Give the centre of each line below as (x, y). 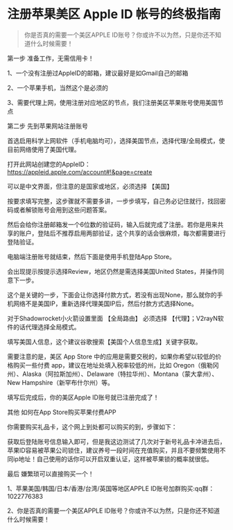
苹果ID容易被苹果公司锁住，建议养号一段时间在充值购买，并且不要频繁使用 (113, 450)
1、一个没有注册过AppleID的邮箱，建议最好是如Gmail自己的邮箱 (98, 73)
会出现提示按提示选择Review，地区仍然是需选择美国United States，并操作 (113, 271)
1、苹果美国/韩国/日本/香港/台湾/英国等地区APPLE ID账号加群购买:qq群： (111, 488)
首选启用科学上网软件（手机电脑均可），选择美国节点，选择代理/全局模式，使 (116, 140)
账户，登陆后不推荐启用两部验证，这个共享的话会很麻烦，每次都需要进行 (122, 233)
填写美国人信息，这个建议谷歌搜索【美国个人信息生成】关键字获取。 (104, 342)
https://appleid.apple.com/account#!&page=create (80, 172)
